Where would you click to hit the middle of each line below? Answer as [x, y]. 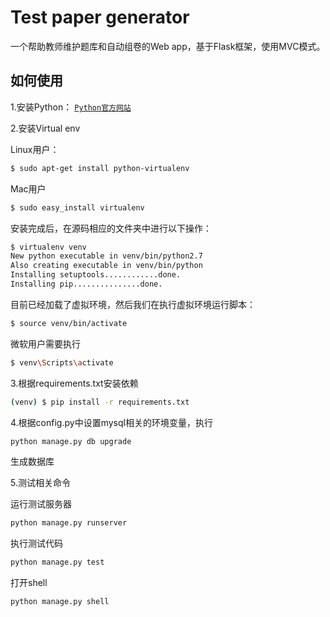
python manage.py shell [60, 602]
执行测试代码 [36, 543]
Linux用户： [35, 149]
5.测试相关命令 [40, 483]
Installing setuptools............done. [96, 275]
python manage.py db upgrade [71, 441]
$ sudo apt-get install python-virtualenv [100, 168]
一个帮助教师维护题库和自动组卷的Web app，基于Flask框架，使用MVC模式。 [168, 46]
